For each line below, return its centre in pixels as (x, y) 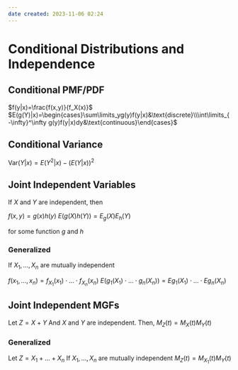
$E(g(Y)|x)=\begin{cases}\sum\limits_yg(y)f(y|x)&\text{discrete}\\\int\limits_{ (119, 115)
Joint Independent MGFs (64, 305)
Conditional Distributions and (96, 49)
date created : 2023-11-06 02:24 (56, 14)
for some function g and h (46, 231)
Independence (52, 64)
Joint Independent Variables (72, 185)
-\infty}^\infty (27, 122)
